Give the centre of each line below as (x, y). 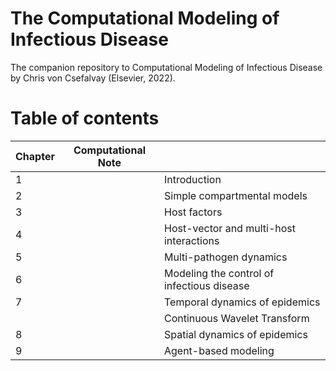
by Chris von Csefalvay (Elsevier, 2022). (93, 78)
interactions (191, 240)
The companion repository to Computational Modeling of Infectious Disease (166, 67)
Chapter (35, 156)
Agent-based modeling (219, 350)
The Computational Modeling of (145, 18)
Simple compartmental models (235, 195)
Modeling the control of (219, 273)
